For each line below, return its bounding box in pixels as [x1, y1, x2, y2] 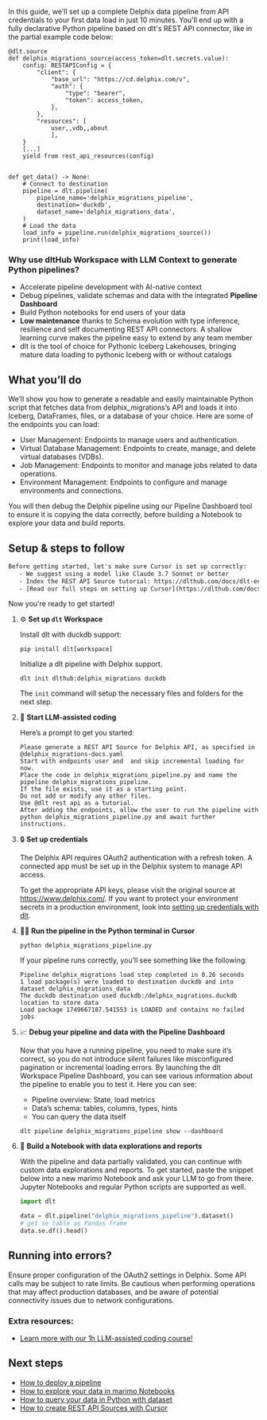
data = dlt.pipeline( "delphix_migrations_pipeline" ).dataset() [19, 1212, 234, 1220]
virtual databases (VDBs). [19, 452, 104, 461]
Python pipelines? [8, 264, 79, 275]
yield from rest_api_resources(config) [22, 152, 155, 160]
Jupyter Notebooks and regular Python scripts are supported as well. [19, 1183, 246, 1192]
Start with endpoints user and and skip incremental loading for [19, 757, 245, 766]
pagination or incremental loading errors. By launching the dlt [19, 1063, 221, 1073]
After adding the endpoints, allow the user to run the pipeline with [19, 806, 259, 814]
